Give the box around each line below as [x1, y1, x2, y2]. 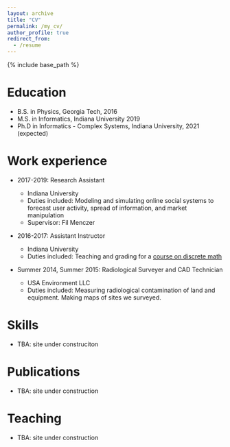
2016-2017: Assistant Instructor [16, 231, 106, 240]
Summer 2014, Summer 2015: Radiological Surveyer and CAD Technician [16, 265, 223, 274]
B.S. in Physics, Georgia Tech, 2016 [16, 107, 118, 115]
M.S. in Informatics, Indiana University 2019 [16, 114, 141, 123]
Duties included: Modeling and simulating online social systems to [27, 196, 214, 204]
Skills [7, 317, 39, 333]
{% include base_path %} [7, 61, 80, 69]
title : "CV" [7, 16, 41, 23]
